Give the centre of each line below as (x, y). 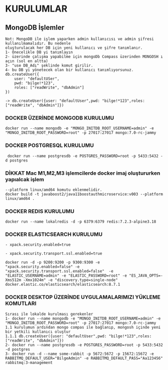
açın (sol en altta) (27, 61)
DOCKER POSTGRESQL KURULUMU (50, 145)
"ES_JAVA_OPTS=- (146, 276)
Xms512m (13, 280)
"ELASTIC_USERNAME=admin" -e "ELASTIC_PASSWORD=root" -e (66, 276)
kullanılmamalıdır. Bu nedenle (38, 43)
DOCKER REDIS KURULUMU (40, 211)
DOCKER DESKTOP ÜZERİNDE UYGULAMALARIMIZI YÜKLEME (83, 297)
